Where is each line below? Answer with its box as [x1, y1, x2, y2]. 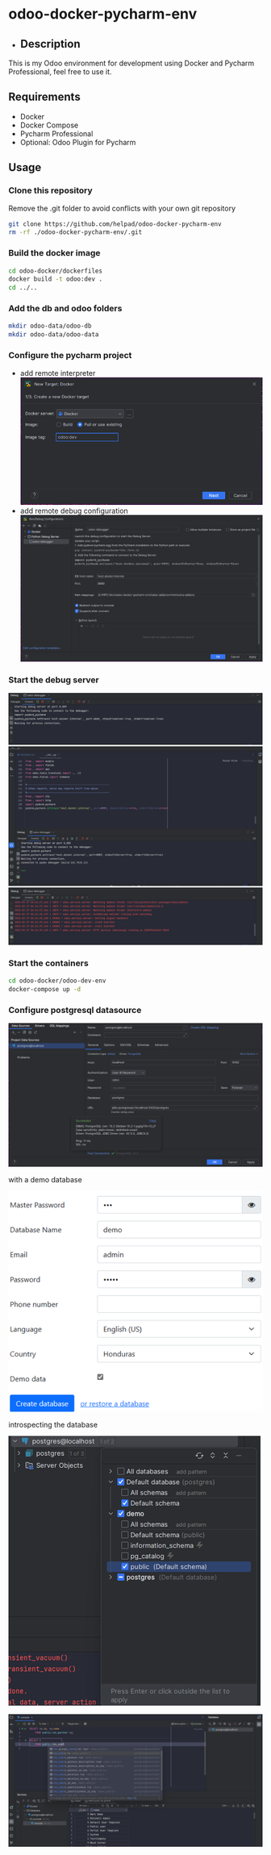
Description [19, 37, 81, 51]
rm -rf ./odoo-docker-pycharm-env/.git [8, 228, 143, 236]
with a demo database [8, 1174, 82, 1184]
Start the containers [8, 957, 89, 969]
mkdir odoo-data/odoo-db [8, 322, 92, 331]
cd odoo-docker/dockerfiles [8, 267, 103, 275]
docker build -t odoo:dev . [8, 275, 103, 283]
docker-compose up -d [8, 986, 81, 994]
